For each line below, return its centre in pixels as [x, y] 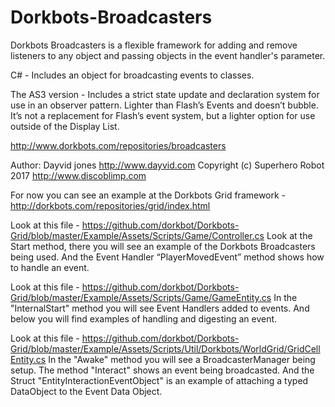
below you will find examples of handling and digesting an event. [144, 318]
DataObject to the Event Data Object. [86, 391]
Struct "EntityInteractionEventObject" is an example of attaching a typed [159, 380]
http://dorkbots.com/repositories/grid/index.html [110, 205]
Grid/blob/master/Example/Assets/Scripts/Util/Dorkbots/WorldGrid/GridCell [165, 348]
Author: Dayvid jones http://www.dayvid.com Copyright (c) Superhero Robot [167, 165]
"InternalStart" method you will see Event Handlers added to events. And [160, 308]
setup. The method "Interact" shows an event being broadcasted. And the [162, 370]
